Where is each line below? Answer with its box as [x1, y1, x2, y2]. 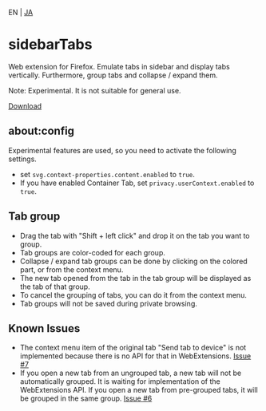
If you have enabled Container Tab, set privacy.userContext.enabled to [19, 178, 255, 188]
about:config [8, 124, 74, 138]
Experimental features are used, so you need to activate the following [8, 145, 237, 155]
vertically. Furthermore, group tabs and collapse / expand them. [8, 70, 218, 80]
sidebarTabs [8, 36, 93, 53]
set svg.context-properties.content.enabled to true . [19, 169, 196, 179]
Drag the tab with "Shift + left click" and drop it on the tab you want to [19, 231, 250, 240]
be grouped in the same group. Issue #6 [19, 393, 153, 403]
